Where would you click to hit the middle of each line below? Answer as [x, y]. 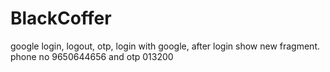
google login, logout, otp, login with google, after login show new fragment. [165, 46]
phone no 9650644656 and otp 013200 [92, 56]
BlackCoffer [61, 18]
